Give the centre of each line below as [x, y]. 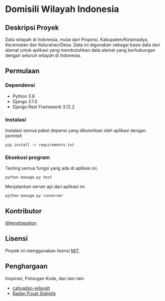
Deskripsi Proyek [32, 28]
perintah [14, 136]
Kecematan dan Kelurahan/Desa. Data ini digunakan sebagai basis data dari [83, 45]
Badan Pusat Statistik [34, 293]
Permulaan [22, 71]
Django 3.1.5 [25, 101]
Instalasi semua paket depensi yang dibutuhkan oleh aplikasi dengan [76, 130]
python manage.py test [29, 177]
